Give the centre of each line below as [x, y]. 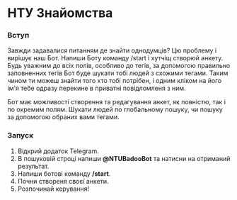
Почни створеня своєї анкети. [63, 181]
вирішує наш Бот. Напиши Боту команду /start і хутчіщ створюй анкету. [115, 58]
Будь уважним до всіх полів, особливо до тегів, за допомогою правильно [119, 66]
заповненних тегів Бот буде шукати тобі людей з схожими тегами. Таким [118, 73]
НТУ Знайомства [60, 13]
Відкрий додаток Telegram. [58, 151]
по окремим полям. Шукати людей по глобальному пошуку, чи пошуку [115, 110]
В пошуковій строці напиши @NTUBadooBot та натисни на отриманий [124, 158]
